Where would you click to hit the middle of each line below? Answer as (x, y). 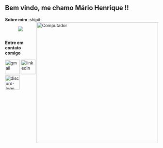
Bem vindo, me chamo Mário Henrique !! (67, 8)
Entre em (14, 43)
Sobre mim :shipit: (24, 19)
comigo (13, 53)
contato (13, 48)
